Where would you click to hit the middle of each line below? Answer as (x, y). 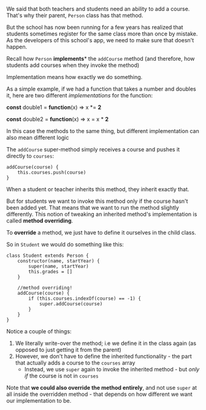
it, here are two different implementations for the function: (80, 95)
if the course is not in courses (62, 376)
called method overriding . (40, 221)
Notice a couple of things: (39, 331)
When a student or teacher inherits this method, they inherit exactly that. (98, 189)
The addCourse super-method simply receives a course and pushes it (93, 149)
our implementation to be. (39, 401)
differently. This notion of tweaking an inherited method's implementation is (102, 214)
